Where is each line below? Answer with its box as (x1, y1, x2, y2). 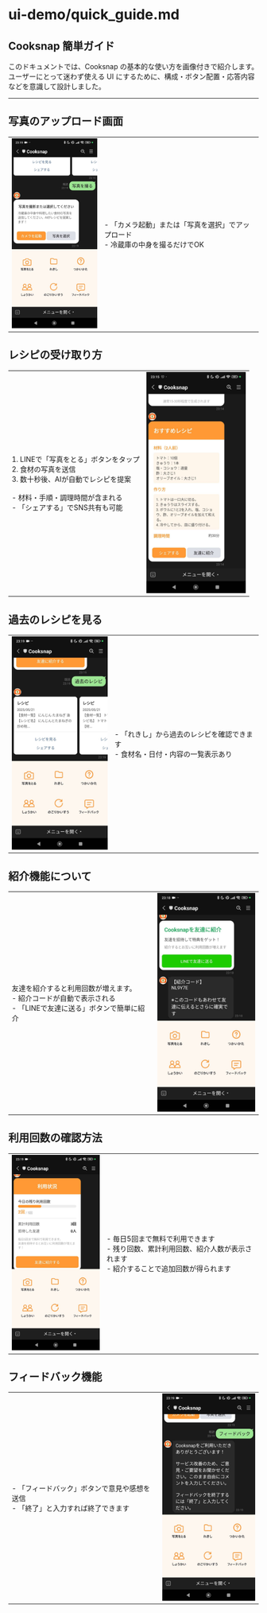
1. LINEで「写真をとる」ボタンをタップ (11, 455, 141, 464)
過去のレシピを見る (8, 612, 103, 626)
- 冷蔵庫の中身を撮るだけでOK (104, 239, 204, 249)
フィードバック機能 (8, 1370, 103, 1384)
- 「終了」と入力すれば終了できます (11, 1503, 130, 1513)
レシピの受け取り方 (8, 348, 103, 362)
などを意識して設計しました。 (8, 82, 106, 91)
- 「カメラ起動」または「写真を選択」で (104, 220, 236, 229)
